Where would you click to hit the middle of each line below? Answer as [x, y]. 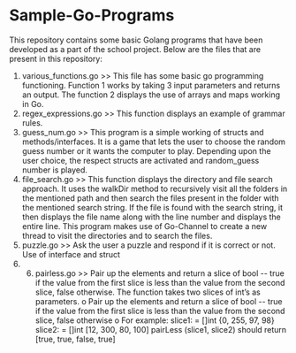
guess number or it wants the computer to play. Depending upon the [146, 150]
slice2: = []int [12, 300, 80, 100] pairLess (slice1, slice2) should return [161, 329]
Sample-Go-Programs [92, 15]
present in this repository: [56, 58]
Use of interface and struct [71, 254]
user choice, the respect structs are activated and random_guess [140, 160]
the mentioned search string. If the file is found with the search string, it [152, 207]
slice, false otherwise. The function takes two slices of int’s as [148, 292]
